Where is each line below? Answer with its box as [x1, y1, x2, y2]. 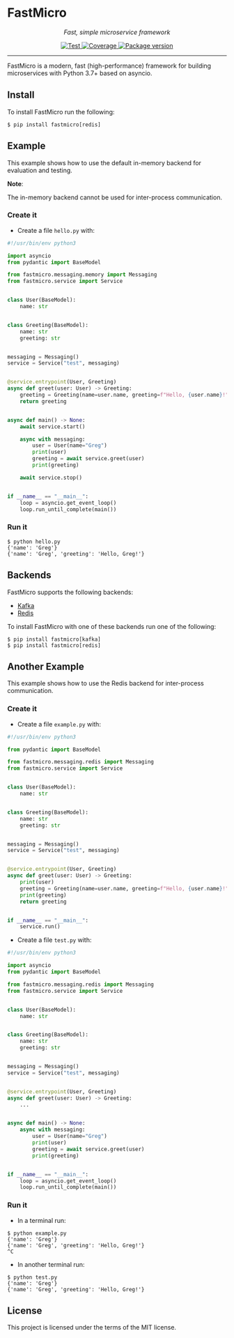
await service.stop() [19, 474, 82, 481]
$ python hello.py [7, 538, 61, 545]
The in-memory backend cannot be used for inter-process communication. [7, 193, 223, 202]
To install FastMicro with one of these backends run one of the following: [7, 622, 217, 630]
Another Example [7, 660, 85, 672]
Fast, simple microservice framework [63, 28, 171, 36]
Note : [7, 179, 24, 188]
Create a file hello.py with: [17, 226, 95, 234]
